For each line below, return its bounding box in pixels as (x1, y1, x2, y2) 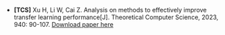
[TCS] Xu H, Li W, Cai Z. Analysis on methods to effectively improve (13, 6, 207, 14)
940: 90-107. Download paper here (13, 21, 114, 28)
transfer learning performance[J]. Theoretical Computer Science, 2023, (13, 13, 219, 21)
